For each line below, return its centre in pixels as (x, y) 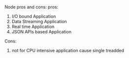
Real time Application (33, 27)
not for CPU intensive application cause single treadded (68, 51)
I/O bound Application (34, 16)
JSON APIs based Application (42, 32)
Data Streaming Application (39, 22)
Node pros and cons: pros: (32, 7)
